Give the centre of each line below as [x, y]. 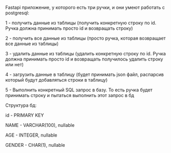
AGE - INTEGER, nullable [31, 135]
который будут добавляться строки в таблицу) [56, 80]
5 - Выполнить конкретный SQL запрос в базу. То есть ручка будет [79, 90]
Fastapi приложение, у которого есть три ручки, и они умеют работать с [85, 7]
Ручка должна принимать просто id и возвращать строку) [69, 28]
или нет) [15, 64]
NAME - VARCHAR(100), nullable [40, 125]
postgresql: [17, 13]
